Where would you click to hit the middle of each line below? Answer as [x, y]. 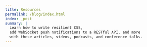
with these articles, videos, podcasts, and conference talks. [76, 37]
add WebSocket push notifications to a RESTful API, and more [75, 32]
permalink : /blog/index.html [35, 14]
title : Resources [23, 10]
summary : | [16, 23]
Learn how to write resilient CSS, [46, 28]
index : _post [19, 19]
